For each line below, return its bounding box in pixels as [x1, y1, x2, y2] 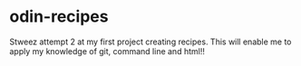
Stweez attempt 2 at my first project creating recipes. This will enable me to [9, 36, 292, 47]
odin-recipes [9, 6, 109, 27]
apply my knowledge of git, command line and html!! [9, 45, 206, 56]
